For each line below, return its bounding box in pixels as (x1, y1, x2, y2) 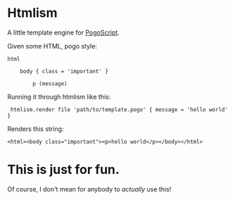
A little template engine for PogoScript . (7, 28, 120, 37)
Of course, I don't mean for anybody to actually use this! (7, 185, 172, 193)
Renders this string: (7, 125, 64, 133)
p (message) (32, 80, 68, 87)
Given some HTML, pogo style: (7, 42, 97, 50)
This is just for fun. (7, 162, 120, 177)
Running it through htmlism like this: (7, 92, 111, 101)
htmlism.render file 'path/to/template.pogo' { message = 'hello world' (10, 106, 229, 113)
